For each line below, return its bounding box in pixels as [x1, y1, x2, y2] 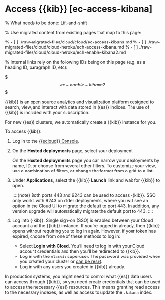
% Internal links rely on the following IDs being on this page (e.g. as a [5, 59, 146, 65]
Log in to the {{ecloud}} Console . [12, 138, 80, 144]
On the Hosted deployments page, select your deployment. [12, 147, 134, 154]
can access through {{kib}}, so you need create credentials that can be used [5, 278, 161, 285]
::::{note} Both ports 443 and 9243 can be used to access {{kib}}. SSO [12, 192, 156, 198]
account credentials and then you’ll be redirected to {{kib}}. [19, 248, 140, 254]
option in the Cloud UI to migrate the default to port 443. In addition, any [12, 203, 159, 209]
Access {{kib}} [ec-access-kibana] [5, 3, 153, 15]
